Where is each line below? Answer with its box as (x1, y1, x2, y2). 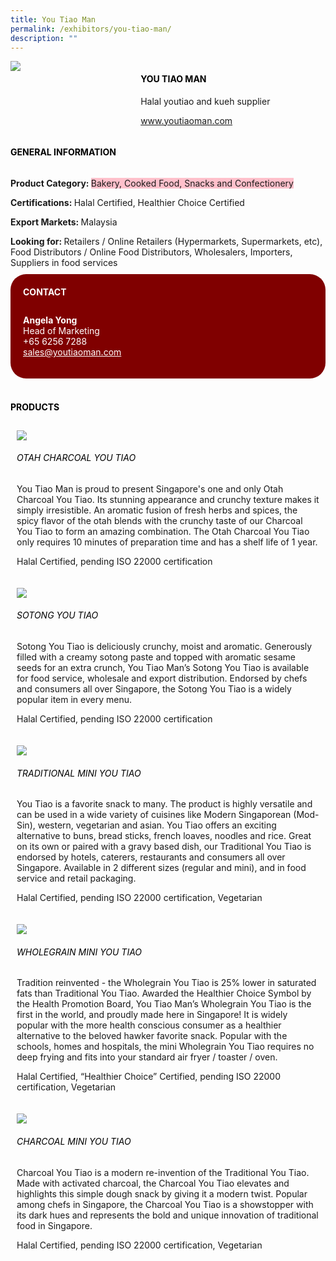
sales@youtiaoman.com (23, 346, 122, 358)
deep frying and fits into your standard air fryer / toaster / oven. (16, 1051, 278, 1063)
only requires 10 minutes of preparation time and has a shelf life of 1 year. (16, 536, 318, 548)
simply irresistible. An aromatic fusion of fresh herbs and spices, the (16, 504, 298, 516)
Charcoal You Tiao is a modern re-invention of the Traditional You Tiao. (16, 1166, 310, 1178)
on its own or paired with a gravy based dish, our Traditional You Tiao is (16, 841, 312, 853)
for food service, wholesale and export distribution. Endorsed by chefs (16, 672, 308, 684)
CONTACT (23, 286, 67, 298)
